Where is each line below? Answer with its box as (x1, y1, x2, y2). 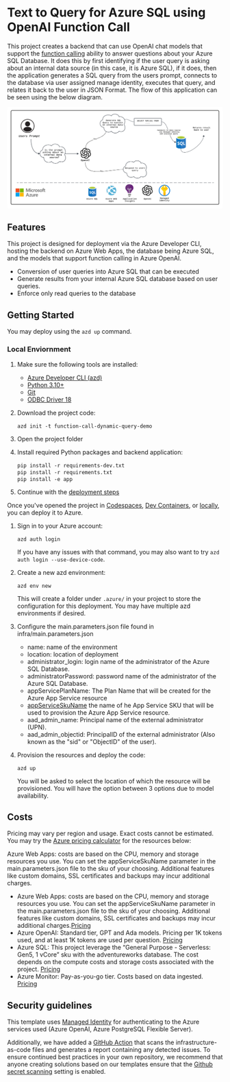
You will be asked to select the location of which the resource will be (16, 776, 211, 785)
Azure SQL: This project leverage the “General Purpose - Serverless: (16, 944, 211, 952)
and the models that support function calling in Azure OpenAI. (7, 254, 181, 262)
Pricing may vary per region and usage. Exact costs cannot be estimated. (7, 829, 214, 837)
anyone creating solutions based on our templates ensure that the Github (7, 1060, 214, 1068)
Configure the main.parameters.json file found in (16, 622, 154, 630)
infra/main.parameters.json (16, 629, 94, 638)
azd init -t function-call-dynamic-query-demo (16, 423, 153, 430)
